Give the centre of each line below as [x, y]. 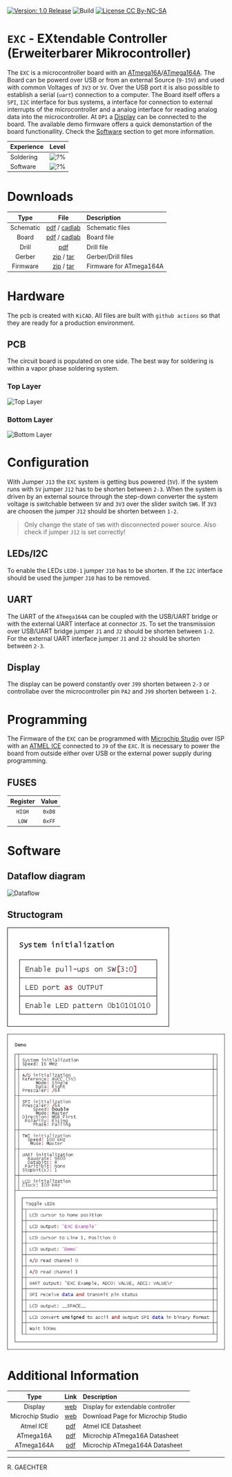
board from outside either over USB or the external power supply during [109, 753]
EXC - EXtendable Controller [87, 39]
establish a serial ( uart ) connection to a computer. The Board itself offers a [114, 94]
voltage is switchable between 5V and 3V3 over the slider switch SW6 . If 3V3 [112, 504]
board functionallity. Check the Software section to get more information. [111, 131]
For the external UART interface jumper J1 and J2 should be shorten [104, 638]
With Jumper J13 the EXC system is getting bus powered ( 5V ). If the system [113, 481]
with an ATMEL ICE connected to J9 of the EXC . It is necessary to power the [114, 746]
